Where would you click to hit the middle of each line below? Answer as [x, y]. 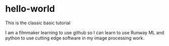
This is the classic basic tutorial [38, 23]
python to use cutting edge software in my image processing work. [75, 38]
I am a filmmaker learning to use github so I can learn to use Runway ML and [85, 32]
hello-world [30, 9]
